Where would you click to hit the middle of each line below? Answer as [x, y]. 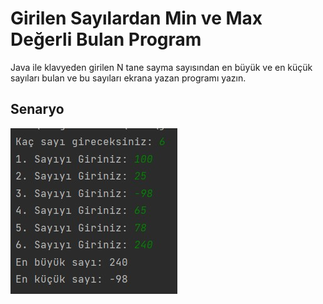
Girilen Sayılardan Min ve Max [136, 18]
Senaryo [37, 109]
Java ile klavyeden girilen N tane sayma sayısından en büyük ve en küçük [161, 67]
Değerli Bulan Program [106, 39]
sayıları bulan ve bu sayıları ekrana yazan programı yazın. [128, 78]
